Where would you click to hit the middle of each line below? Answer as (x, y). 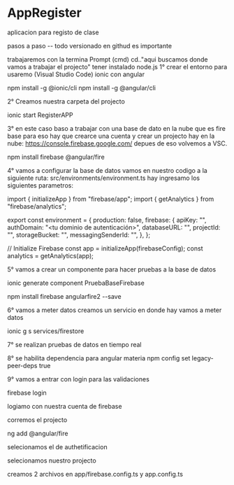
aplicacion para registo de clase (53, 32)
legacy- (203, 358)
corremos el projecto (37, 420)
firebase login (27, 393)
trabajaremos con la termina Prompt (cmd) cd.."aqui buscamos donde (108, 59)
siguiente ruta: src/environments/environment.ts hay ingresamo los (104, 178)
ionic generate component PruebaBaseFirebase (76, 283)
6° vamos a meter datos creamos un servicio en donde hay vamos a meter (115, 310)
